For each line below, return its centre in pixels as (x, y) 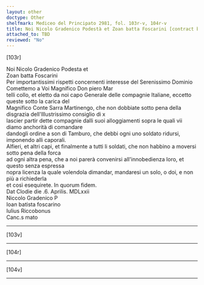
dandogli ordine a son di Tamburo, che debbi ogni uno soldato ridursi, (93, 133)
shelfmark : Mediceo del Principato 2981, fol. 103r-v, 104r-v (87, 23)
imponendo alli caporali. (36, 140)
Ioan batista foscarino (33, 204)
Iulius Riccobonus (29, 211)
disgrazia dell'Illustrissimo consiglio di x (56, 114)
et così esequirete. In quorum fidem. (52, 185)
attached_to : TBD (28, 35)
